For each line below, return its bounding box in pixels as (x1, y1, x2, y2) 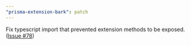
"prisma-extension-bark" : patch (6, 9, 88, 15)
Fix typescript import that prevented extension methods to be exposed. (6, 26, 185, 33)
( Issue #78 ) (6, 32, 35, 40)
